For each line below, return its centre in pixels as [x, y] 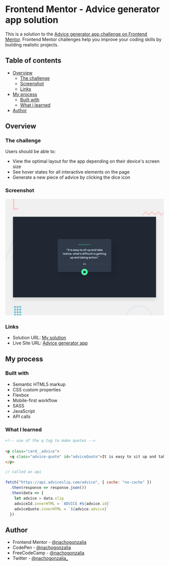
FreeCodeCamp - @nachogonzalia [48, 553]
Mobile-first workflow [35, 400]
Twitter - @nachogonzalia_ [40, 558]
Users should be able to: [31, 151]
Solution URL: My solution [39, 338]
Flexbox [21, 395]
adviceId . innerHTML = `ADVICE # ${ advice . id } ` [63, 503]
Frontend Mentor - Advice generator [82, 9]
